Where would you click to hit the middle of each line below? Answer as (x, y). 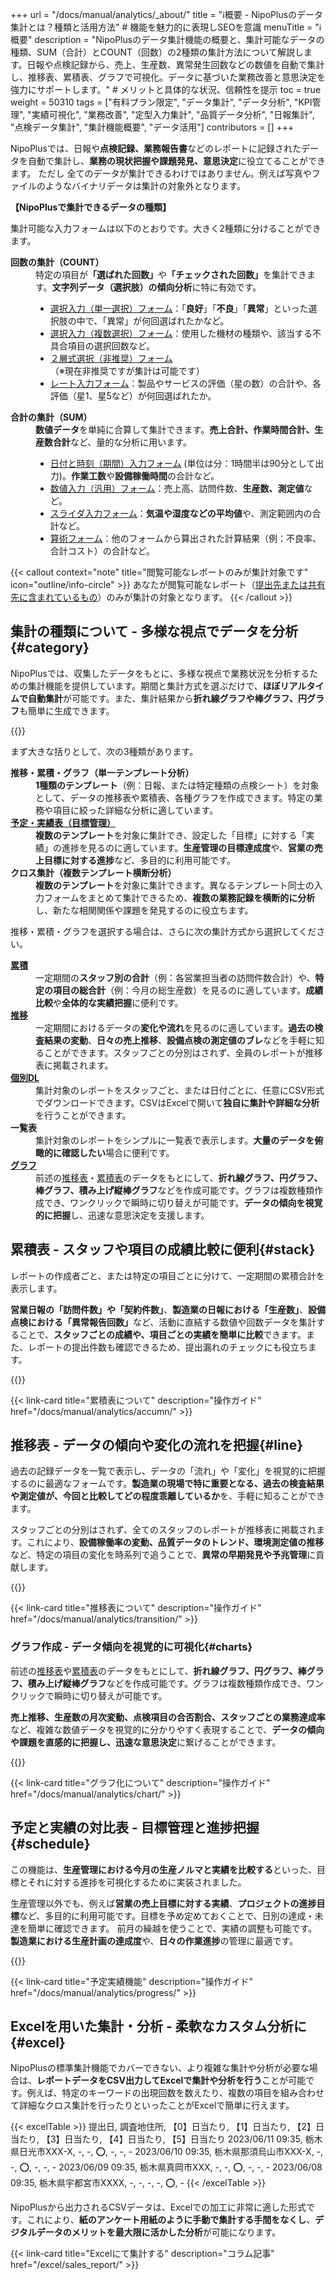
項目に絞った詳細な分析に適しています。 (135, 810)
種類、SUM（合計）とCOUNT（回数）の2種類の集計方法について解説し (157, 52)
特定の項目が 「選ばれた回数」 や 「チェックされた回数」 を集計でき (171, 274)
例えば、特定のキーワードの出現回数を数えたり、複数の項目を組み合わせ (175, 2093)
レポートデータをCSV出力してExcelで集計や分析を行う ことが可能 (171, 2080)
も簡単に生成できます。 (67, 710)
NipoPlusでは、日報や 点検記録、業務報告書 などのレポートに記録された (156, 148)
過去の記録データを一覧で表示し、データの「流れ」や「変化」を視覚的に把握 (168, 1471)
